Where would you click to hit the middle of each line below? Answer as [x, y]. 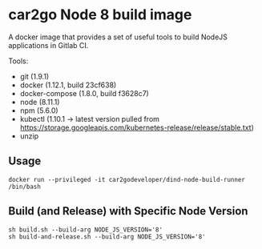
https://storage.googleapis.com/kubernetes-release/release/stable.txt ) [137, 127]
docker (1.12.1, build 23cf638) [68, 85]
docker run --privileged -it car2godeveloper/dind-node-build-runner [127, 179]
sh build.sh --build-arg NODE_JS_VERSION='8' [85, 230]
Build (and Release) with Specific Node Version [128, 211]
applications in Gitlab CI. [48, 45]
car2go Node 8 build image [100, 15]
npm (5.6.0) [39, 110]
